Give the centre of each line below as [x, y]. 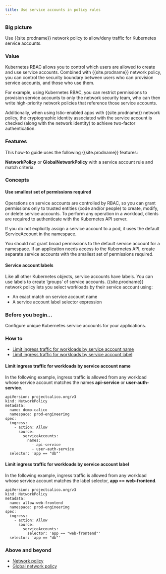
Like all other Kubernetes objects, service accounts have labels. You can [79, 276]
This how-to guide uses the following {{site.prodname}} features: [72, 152]
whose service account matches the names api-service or [65, 382]
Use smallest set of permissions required [48, 192]
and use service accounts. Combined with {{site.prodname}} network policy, [83, 72]
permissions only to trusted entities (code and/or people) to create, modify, [82, 208]
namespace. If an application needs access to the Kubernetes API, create [80, 249]
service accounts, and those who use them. [50, 83]
